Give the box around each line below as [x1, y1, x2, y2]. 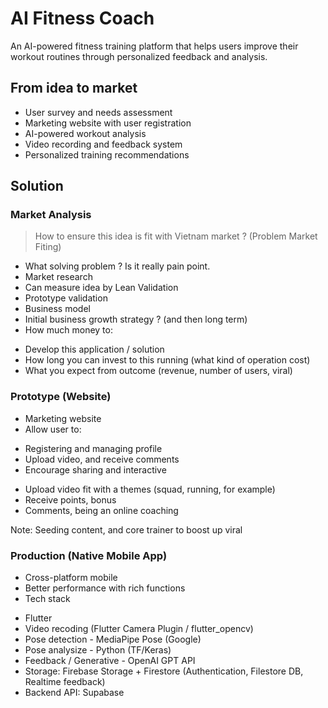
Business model [24, 303, 91, 315]
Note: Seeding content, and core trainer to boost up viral [10, 523, 243, 536]
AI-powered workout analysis [24, 127, 147, 139]
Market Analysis [10, 208, 92, 222]
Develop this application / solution [24, 343, 165, 356]
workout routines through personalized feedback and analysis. [10, 50, 268, 62]
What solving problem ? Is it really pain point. [24, 260, 211, 272]
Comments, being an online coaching [24, 504, 179, 516]
